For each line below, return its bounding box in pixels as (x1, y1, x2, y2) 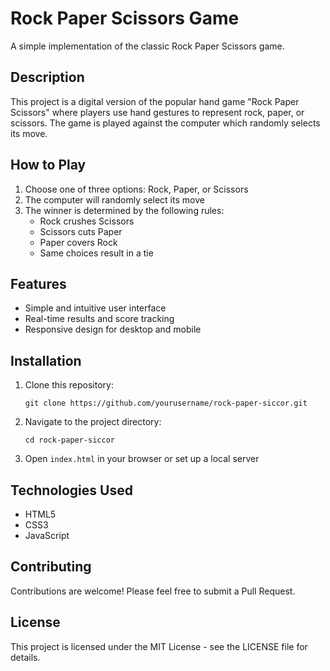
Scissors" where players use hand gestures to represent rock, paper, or (10, 106, 305, 118)
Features (10, 275, 67, 292)
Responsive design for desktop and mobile (24, 323, 202, 336)
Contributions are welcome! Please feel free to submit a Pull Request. (10, 585, 296, 597)
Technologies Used (10, 482, 133, 499)
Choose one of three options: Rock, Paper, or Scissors (24, 183, 249, 195)
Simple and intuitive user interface (24, 302, 167, 314)
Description (10, 69, 85, 86)
